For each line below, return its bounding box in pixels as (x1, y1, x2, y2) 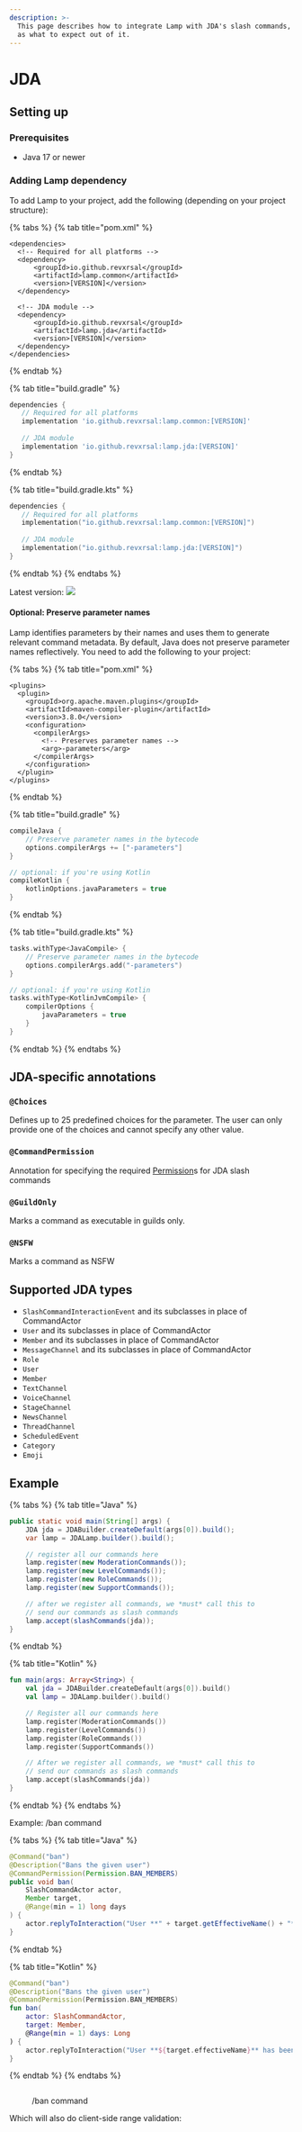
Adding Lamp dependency (9, 175, 128, 187)
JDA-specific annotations (9, 1070, 156, 1085)
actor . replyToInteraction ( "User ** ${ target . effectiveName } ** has (25, 2046, 276, 2055)
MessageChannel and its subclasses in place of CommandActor (22, 1344, 252, 1355)
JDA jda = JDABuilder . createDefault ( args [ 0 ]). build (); (25, 1525, 235, 1534)
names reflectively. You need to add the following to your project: (9, 646, 252, 657)
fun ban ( (9, 2004, 42, 2013)
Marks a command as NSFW (9, 1256, 115, 1267)
